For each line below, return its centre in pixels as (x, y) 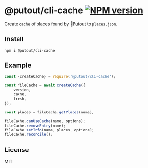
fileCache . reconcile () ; (29, 135)
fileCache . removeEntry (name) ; (35, 126)
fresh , (20, 99)
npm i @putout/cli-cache (30, 50)
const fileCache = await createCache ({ (45, 85)
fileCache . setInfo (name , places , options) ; (49, 130)
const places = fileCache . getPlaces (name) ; (49, 112)
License (17, 150)
